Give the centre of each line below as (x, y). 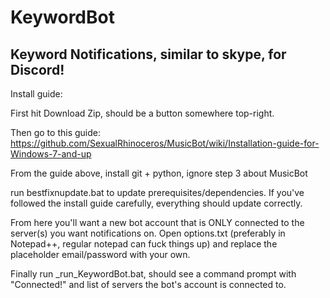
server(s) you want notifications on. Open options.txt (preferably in (148, 233)
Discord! (37, 69)
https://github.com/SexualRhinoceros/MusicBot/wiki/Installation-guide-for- (165, 143)
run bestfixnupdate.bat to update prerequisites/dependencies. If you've (157, 192)
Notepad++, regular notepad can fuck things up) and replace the (144, 244)
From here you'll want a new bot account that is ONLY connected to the (157, 222)
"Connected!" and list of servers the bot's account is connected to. (148, 284)
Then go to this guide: (55, 132)
